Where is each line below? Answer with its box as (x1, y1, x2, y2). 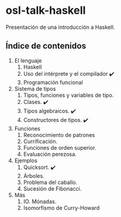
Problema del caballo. (23, 179, 78, 186)
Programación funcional (23, 79, 83, 86)
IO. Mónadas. (23, 198, 57, 205)
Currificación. (23, 138, 58, 145)
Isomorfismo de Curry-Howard (23, 204, 100, 211)
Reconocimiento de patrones (23, 131, 95, 138)
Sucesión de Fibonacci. (23, 185, 82, 192)
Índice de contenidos (5, 41, 87, 51)
